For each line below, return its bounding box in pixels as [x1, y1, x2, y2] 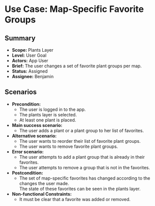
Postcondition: [11, 170, 43, 176]
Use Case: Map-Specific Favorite [4, 3, 144, 15]
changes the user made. [19, 180, 69, 186]
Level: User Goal [11, 52, 47, 58]
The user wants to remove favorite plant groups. [19, 143, 118, 149]
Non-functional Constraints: [11, 191, 72, 197]
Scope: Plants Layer [11, 47, 54, 53]
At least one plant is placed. [19, 117, 77, 123]
